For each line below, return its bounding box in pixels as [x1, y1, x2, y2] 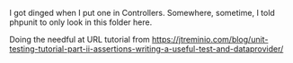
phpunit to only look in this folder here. [9, 17, 153, 28]
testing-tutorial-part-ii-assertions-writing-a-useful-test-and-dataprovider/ [9, 43, 284, 54]
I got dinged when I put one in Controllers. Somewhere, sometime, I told [9, 8, 276, 18]
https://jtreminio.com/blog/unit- [151, 35, 269, 44]
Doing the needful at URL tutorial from [9, 35, 150, 44]
